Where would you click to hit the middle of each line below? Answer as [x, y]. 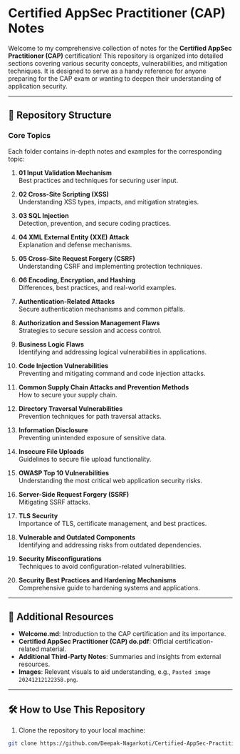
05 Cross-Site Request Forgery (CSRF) [77, 258]
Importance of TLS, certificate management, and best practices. [113, 523]
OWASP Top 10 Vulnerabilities [64, 472]
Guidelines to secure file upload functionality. [85, 459]
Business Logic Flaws [51, 344]
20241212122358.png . [48, 680]
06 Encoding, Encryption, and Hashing [77, 279]
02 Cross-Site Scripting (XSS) [64, 194]
